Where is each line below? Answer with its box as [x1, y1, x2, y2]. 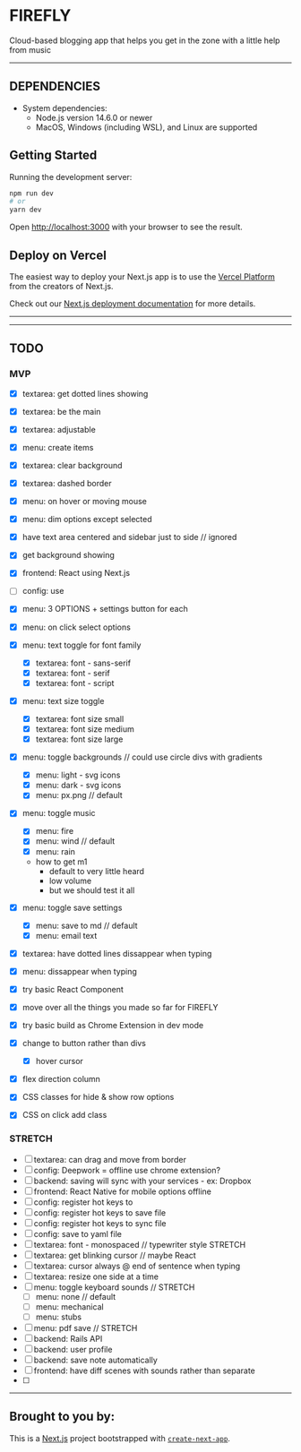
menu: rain [35, 846, 76, 856]
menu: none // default [35, 1291, 116, 1302]
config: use [21, 586, 64, 597]
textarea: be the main [21, 406, 101, 417]
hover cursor [35, 1056, 83, 1067]
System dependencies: [21, 102, 107, 113]
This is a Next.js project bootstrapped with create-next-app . [9, 1432, 231, 1443]
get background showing [21, 550, 115, 561]
